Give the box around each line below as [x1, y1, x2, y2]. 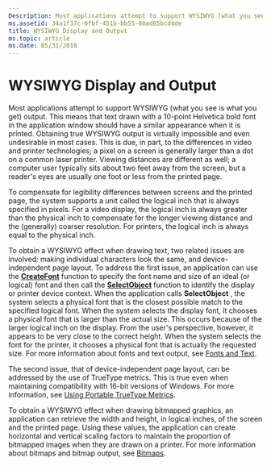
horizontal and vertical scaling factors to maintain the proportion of [8, 431, 231, 441]
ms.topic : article [8, 34, 70, 43]
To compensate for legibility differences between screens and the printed [8, 187, 252, 198]
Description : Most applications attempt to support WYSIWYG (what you [8, 11, 251, 20]
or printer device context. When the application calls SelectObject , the [8, 289, 246, 298]
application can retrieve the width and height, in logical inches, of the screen [8, 414, 263, 424]
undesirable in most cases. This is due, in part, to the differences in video [8, 138, 252, 148]
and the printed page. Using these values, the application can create [8, 422, 236, 432]
